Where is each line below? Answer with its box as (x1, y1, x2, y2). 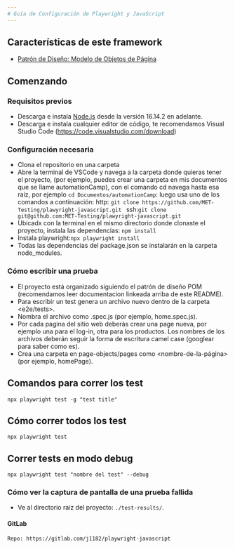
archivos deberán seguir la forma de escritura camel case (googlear (17, 334, 215, 343)
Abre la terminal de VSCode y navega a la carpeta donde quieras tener (17, 168, 222, 176)
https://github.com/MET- (142, 199, 215, 206)
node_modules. (17, 249, 62, 257)
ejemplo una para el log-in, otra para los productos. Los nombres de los (17, 327, 225, 336)
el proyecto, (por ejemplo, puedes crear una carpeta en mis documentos (17, 176, 228, 184)
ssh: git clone (126, 205, 167, 214)
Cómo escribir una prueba (7, 266, 98, 276)
